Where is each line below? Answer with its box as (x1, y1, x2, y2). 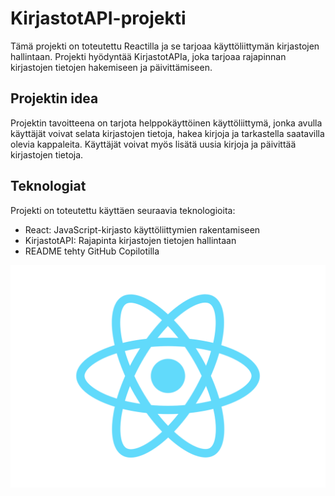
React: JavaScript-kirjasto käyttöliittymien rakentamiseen (24, 223, 261, 236)
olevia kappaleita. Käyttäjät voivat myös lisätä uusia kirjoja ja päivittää (10, 138, 297, 150)
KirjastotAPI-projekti (10, 7, 187, 30)
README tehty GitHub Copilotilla (24, 245, 160, 257)
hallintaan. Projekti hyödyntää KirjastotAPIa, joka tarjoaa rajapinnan (10, 50, 287, 62)
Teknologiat (10, 178, 87, 195)
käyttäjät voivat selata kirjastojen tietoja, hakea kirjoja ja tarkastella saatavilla (10, 127, 325, 139)
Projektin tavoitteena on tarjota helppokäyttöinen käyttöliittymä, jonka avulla (10, 117, 323, 129)
